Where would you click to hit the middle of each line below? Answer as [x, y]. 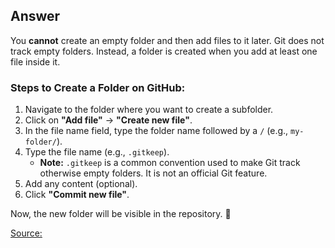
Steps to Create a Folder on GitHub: [98, 87]
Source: [26, 233]
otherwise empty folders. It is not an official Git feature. [153, 173]
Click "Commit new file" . [77, 195]
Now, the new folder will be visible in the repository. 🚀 [121, 214]
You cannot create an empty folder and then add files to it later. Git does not [167, 40]
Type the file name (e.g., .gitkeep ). [97, 152]
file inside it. [35, 61]
